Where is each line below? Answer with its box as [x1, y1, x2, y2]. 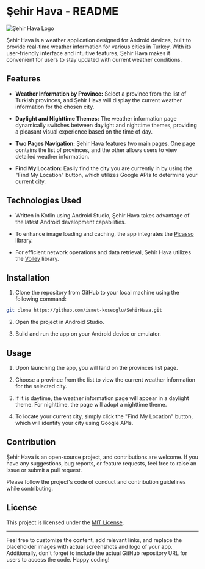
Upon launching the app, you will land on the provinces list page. [15, 364, 178, 372]
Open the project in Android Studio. [15, 318, 105, 326]
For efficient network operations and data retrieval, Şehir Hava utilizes [15, 248, 191, 255]
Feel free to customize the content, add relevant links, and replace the [6, 536, 182, 543]
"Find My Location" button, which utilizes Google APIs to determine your [15, 171, 198, 178]
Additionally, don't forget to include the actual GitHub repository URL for [6, 549, 188, 557]
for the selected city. [15, 383, 67, 390]
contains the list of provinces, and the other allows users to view [15, 146, 178, 154]
